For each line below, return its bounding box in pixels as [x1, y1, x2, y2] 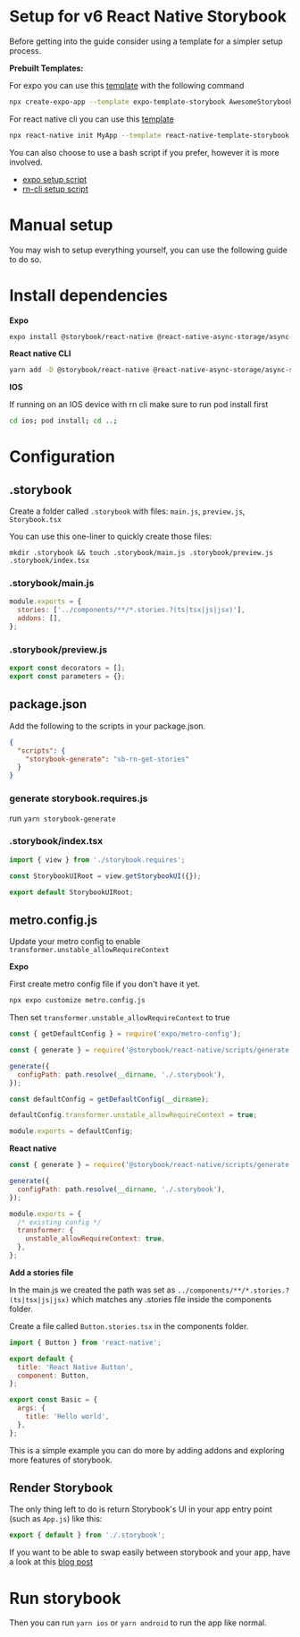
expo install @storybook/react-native [9, 332, 154, 341]
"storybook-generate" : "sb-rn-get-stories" [25, 755, 190, 763]
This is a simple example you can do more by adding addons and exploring [9, 1445, 285, 1455]
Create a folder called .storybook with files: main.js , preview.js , [9, 506, 246, 516]
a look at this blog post [9, 1556, 94, 1567]
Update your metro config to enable [9, 936, 141, 947]
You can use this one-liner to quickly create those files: [9, 531, 212, 542]
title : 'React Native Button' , [17, 1362, 134, 1371]
